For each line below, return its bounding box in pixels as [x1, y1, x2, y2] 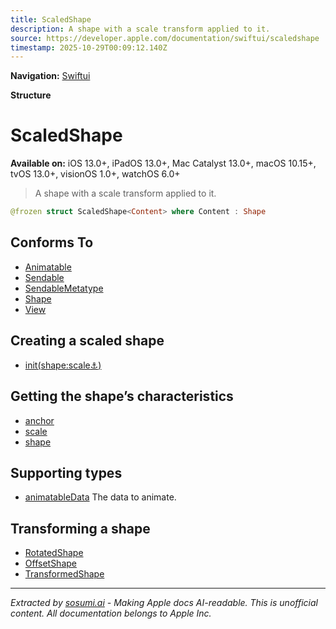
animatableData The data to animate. [24, 491, 177, 503]
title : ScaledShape [10, 14, 92, 25]
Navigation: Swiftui [10, 70, 91, 82]
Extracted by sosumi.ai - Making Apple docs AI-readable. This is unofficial [10, 597, 318, 609]
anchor [24, 414, 55, 426]
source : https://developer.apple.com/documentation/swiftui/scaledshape [10, 33, 320, 43]
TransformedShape [24, 568, 105, 580]
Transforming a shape [10, 520, 151, 537]
